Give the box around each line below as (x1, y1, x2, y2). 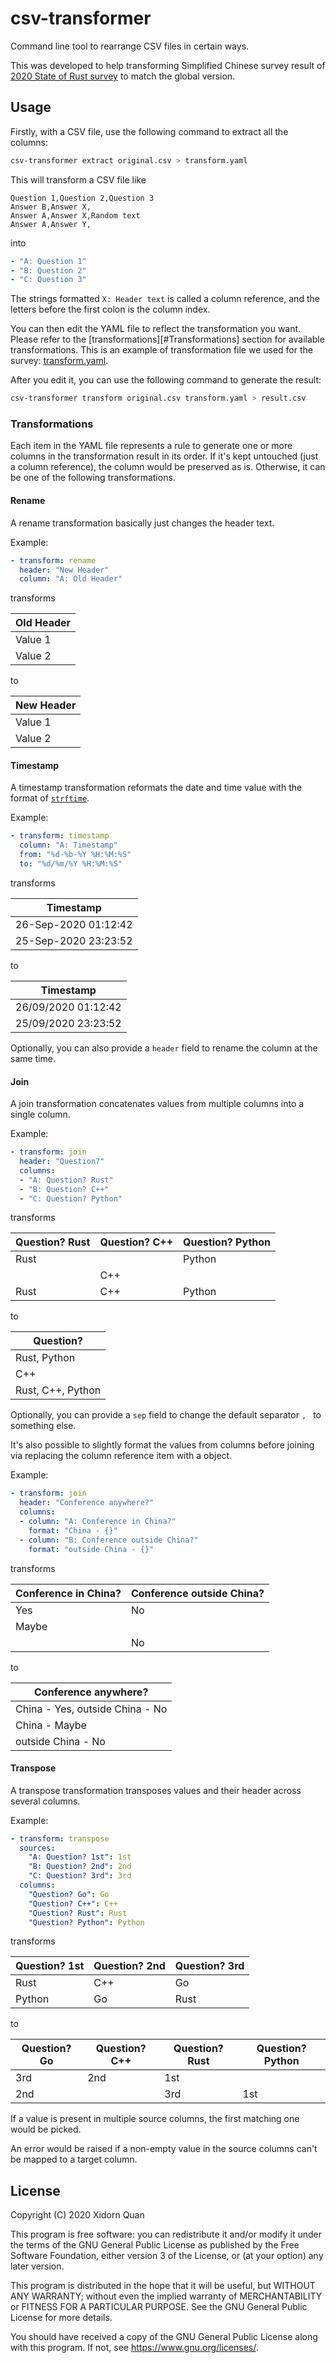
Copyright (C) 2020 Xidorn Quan (10, 2209, 145, 2221)
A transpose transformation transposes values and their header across (10, 1784, 302, 1796)
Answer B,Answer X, (10, 202, 92, 212)
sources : (19, 1843, 56, 1853)
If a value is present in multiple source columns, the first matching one (10, 2113, 300, 2125)
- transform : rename (10, 555, 97, 566)
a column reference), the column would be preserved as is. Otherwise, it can (10, 461, 326, 473)
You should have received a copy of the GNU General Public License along (10, 2331, 318, 2343)
